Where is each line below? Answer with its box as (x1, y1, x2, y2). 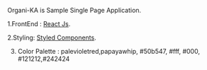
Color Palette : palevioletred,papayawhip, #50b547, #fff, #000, (17, 47, 201, 55)
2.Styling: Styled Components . (7, 33, 97, 42)
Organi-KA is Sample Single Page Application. (7, 6, 142, 14)
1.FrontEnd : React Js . (7, 20, 71, 28)
